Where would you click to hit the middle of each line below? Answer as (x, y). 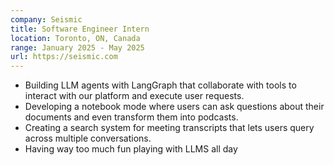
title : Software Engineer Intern (80, 29)
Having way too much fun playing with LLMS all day (131, 149)
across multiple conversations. (88, 138)
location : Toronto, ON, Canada (75, 38)
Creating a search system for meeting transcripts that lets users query (169, 128)
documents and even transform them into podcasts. (131, 117)
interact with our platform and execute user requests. (134, 96)
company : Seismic (46, 19)
